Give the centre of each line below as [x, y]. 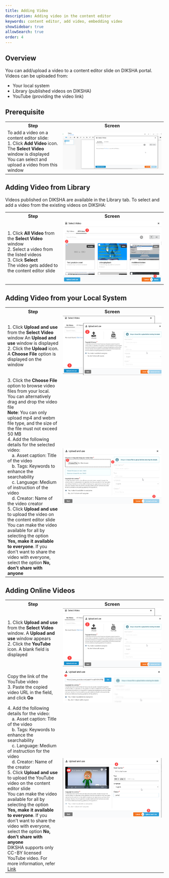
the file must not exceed [32, 428]
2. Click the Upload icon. [33, 348]
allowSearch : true [24, 32]
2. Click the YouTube [29, 643]
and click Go [20, 697]
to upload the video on [31, 514]
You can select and [27, 159]
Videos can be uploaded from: [37, 76]
